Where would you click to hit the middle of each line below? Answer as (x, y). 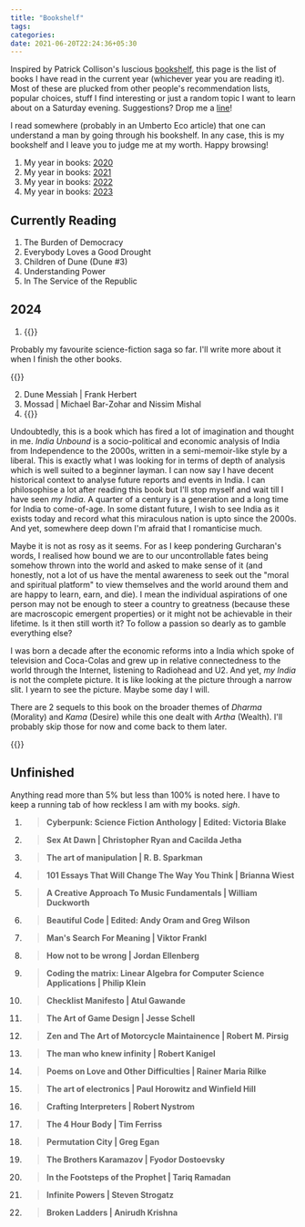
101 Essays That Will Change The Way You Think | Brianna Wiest (170, 875)
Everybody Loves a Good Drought (87, 253)
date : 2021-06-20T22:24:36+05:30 (74, 43)
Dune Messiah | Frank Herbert (80, 394)
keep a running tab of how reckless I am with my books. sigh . (125, 804)
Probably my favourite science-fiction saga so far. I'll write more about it (146, 349)
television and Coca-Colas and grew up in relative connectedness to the (146, 660)
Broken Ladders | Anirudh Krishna (112, 1212)
